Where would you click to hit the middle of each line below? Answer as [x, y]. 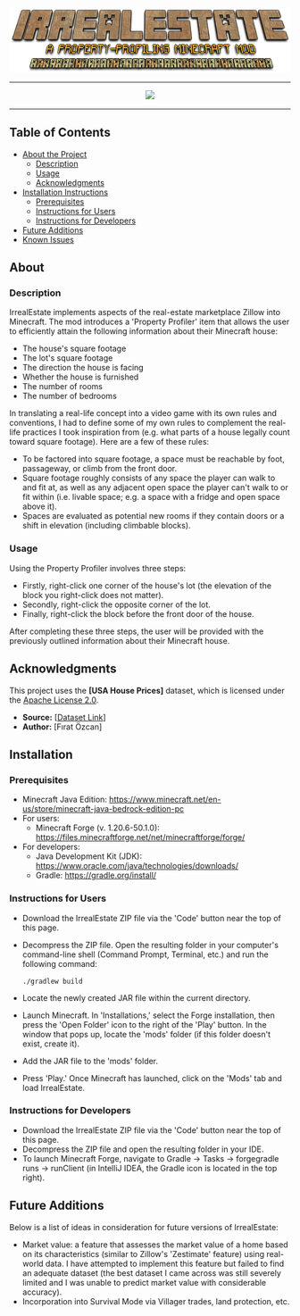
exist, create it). [51, 1044]
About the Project [54, 154]
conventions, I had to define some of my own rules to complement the [138, 423]
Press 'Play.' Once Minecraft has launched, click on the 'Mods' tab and [152, 1078]
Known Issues [48, 239]
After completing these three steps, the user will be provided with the [137, 631]
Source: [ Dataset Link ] [64, 717]
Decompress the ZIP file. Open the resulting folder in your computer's [150, 945]
